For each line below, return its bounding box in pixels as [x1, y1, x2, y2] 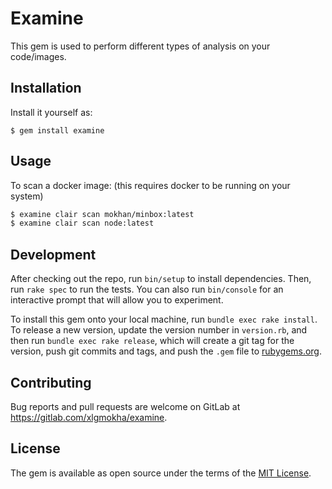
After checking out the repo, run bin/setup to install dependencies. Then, [10, 273, 312, 285]
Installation [10, 80, 82, 97]
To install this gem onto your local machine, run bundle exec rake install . [10, 313, 318, 326]
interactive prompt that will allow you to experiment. [10, 294, 224, 306]
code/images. [10, 50, 67, 62]
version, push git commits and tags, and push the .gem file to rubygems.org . [10, 345, 323, 357]
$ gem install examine [10, 125, 105, 136]
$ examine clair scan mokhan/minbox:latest [10, 209, 195, 219]
